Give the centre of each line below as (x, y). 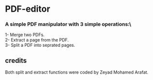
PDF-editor (28, 9)
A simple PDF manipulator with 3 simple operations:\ (68, 24)
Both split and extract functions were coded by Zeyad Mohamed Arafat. (77, 72)
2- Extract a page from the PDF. (37, 40)
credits (16, 60)
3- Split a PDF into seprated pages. (40, 45)
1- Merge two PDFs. (25, 35)
